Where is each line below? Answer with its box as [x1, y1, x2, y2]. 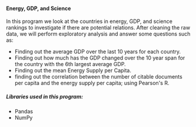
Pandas [14, 108, 34, 115]
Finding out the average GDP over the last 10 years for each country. [14, 48, 181, 56]
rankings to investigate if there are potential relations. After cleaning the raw [6, 24, 190, 31]
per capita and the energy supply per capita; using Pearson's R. [14, 80, 170, 87]
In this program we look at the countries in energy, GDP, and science [6, 18, 172, 25]
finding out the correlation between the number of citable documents [14, 73, 182, 80]
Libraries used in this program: [6, 93, 84, 100]
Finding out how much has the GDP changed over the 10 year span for [14, 54, 185, 61]
